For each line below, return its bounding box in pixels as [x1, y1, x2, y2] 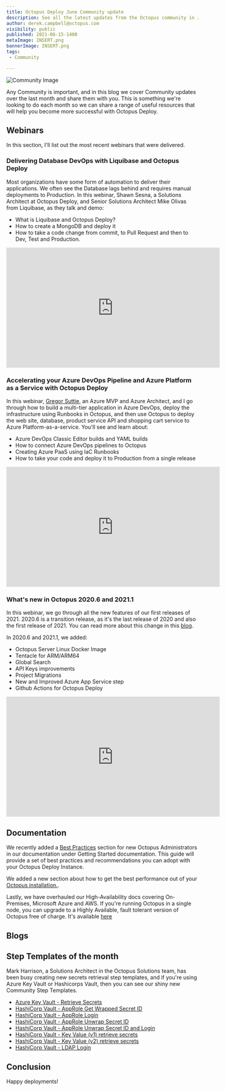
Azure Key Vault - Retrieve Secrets [15, 998, 102, 1006]
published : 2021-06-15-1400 [6, 32, 78, 38]
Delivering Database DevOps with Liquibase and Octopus [6, 157, 180, 165]
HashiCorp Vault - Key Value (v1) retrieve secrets [15, 1031, 138, 1039]
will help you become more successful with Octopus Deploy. [6, 107, 158, 115]
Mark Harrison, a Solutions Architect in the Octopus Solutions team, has [6, 967, 187, 975]
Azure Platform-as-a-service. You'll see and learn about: [6, 423, 149, 431]
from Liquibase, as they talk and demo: [6, 204, 104, 211]
